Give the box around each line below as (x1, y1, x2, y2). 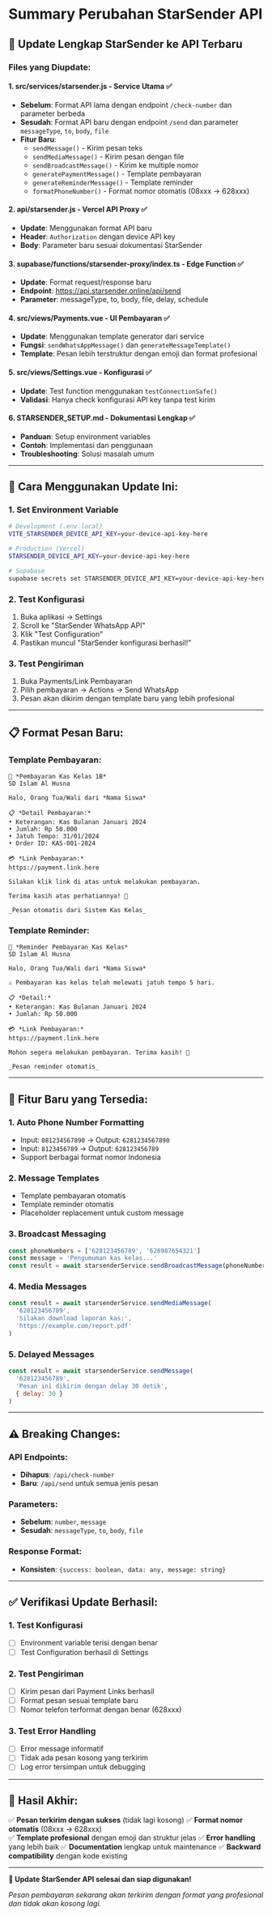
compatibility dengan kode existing (8, 1851, 128, 1861)
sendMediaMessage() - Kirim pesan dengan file (32, 151, 185, 161)
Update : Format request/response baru (19, 277, 152, 288)
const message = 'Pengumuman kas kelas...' (8, 1254, 158, 1262)
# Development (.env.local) (8, 523, 104, 531)
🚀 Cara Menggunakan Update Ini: (8, 480, 179, 494)
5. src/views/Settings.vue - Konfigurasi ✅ (8, 367, 152, 377)
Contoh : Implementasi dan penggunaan (19, 440, 154, 450)
